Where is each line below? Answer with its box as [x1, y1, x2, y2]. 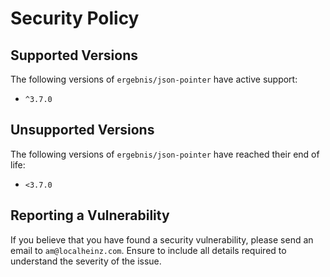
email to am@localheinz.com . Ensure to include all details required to [10, 244, 287, 256]
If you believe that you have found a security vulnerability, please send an [10, 233, 314, 246]
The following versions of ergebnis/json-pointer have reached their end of [10, 148, 320, 160]
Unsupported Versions [10, 122, 155, 139]
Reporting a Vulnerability [10, 207, 170, 224]
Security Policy [10, 7, 140, 30]
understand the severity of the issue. [10, 255, 162, 267]
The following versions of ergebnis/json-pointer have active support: [10, 73, 298, 85]
